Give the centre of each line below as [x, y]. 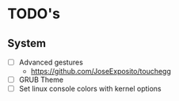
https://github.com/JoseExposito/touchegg [101, 72]
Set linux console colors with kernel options [90, 89]
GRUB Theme [41, 80]
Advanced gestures [51, 62]
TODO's [34, 14]
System [27, 43]
